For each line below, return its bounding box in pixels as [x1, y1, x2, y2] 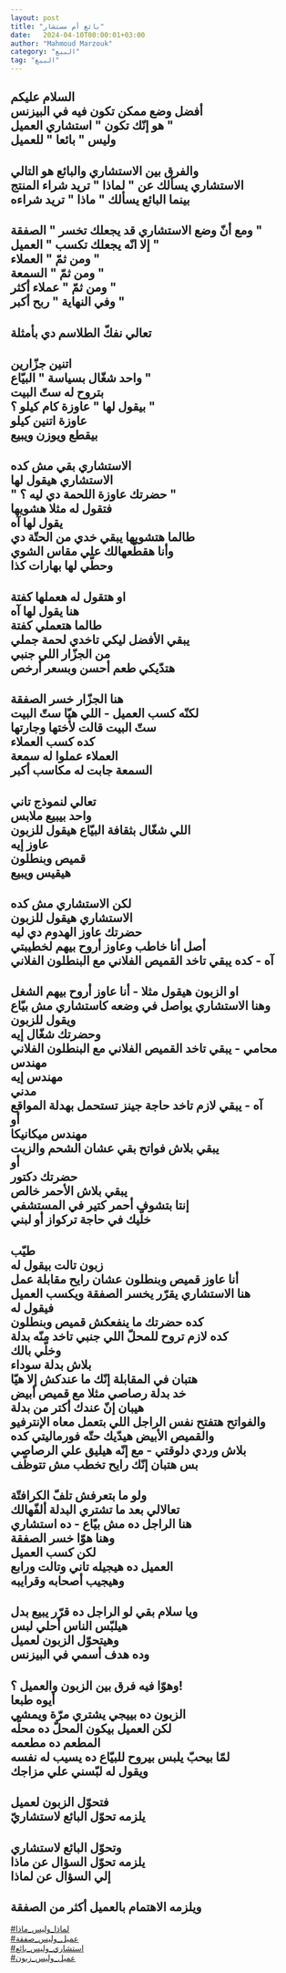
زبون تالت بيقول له [10, 1257, 104, 1272]
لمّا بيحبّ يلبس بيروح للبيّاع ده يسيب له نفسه [10, 1749, 230, 1765]
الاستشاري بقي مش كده [10, 458, 132, 474]
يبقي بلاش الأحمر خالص [10, 1183, 128, 1199]
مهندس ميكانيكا [10, 1127, 87, 1142]
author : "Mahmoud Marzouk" [10, 38, 113, 48]
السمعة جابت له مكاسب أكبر [10, 763, 153, 778]
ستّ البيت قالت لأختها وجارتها [10, 720, 158, 735]
